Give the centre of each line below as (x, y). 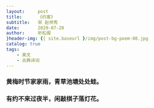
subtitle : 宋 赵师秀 (32, 22)
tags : (13, 50)
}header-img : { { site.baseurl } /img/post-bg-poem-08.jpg (77, 39)
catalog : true (24, 44)
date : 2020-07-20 (35, 28)
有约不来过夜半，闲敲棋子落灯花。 (54, 99)
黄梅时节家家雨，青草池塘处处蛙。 (54, 82)
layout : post (27, 11)
